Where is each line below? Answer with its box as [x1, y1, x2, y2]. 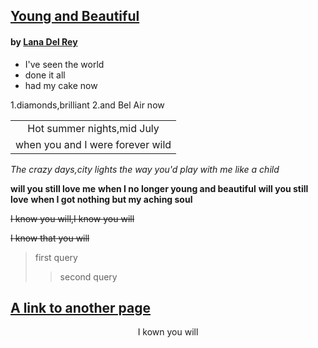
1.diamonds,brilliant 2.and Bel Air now [10, 99, 165, 111]
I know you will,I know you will [10, 212, 135, 224]
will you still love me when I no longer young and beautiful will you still [10, 182, 309, 194]
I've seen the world [24, 58, 105, 70]
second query [59, 270, 118, 283]
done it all [24, 69, 66, 81]
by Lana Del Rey [10, 35, 78, 48]
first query [34, 251, 78, 263]
